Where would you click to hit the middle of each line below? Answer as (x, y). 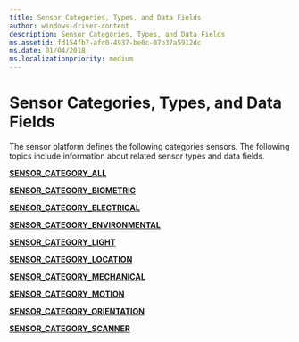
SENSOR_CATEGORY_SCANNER (70, 328)
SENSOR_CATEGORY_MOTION (67, 294)
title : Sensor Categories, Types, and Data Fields (105, 17)
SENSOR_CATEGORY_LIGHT (62, 242)
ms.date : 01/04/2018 (48, 51)
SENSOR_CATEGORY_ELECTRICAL (75, 208)
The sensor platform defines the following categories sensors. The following (149, 146)
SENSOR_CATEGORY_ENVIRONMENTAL (85, 224)
